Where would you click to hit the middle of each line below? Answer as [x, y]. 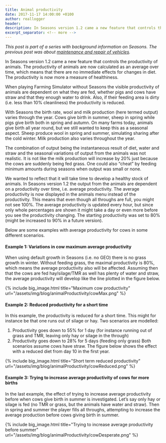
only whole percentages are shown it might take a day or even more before [82, 210]
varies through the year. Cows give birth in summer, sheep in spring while [80, 117]
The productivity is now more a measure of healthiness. [62, 77]
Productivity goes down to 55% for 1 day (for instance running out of [82, 330]
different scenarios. [25, 235]
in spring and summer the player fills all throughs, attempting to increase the [83, 409]
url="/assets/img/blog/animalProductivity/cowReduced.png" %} [70, 366]
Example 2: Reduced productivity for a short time [57, 305]
